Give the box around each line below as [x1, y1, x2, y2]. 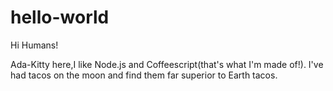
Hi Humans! [10, 39, 59, 51]
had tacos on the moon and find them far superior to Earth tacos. [10, 69, 278, 81]
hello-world [10, 6, 110, 29]
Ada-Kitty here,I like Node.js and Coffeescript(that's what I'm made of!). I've [10, 58, 324, 70]
